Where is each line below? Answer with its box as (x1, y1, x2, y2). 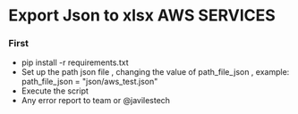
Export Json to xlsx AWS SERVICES (8, 5, 277, 26)
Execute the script (21, 85, 89, 96)
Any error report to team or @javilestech (21, 95, 171, 106)
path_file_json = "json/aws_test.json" (21, 77, 158, 87)
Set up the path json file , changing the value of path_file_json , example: (21, 67, 290, 77)
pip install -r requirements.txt (21, 57, 129, 68)
